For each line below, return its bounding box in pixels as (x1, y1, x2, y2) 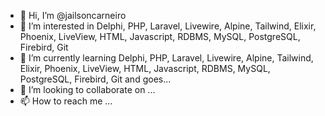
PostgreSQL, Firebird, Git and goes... (19, 73, 172, 85)
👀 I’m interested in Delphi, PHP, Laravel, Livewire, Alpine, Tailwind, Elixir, (19, 20, 317, 32)
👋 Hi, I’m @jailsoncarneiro (19, 10, 127, 21)
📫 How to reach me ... (19, 95, 113, 107)
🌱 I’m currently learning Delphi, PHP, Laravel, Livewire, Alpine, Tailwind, (19, 52, 314, 64)
